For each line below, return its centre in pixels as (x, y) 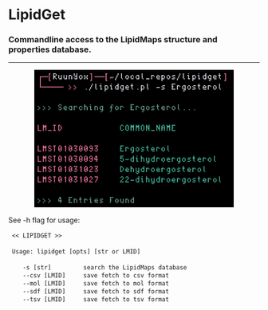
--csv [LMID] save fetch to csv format (96, 276)
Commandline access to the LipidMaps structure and (113, 40)
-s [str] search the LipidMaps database (105, 268)
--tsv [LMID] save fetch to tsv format (96, 300)
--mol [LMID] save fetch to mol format (96, 284)
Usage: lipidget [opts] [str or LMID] (76, 252)
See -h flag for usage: (44, 220)
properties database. (50, 49)
